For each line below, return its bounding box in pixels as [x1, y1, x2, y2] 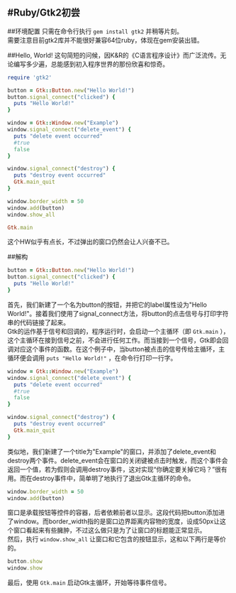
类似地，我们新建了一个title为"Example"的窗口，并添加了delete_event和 [7, 447, 217, 456]
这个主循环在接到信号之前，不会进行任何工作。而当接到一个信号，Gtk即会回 [7, 336, 229, 344]
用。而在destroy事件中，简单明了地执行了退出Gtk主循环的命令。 [7, 474, 195, 482]
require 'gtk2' [7, 74, 52, 81]
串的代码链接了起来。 [7, 318, 69, 327]
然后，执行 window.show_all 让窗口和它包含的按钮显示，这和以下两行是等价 [7, 535, 227, 543]
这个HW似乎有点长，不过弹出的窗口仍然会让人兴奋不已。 [7, 237, 174, 246]
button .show [7, 558, 43, 565]
